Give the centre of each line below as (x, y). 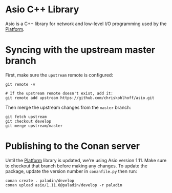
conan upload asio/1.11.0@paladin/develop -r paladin (64, 185)
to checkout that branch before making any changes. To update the (76, 166)
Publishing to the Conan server (72, 146)
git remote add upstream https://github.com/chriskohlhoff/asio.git (80, 98)
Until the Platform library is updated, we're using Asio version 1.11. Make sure (86, 160)
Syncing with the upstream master (80, 50)
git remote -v (20, 84)
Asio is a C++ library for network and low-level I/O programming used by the (86, 24)
